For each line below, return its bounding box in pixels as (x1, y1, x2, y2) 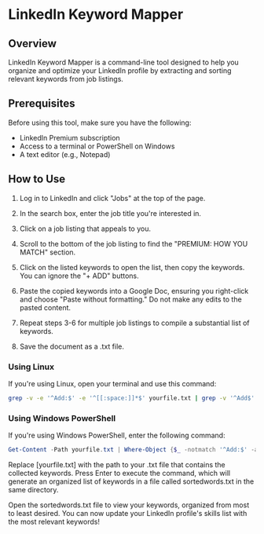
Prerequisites (8, 97, 75, 111)
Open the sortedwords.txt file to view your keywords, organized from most (8, 500, 250, 510)
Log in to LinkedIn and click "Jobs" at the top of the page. (19, 193, 206, 203)
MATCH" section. (19, 247, 76, 257)
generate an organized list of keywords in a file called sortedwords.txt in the (8, 477, 255, 486)
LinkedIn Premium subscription (19, 133, 120, 142)
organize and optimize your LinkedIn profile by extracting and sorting (8, 66, 232, 75)
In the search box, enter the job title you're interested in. (19, 208, 202, 218)
